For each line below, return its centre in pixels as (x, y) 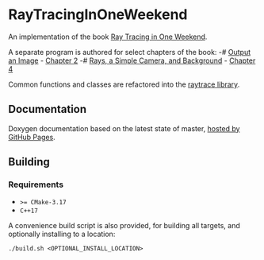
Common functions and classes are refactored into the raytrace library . (124, 84)
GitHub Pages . (32, 137)
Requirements (36, 184)
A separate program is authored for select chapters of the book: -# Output (130, 52)
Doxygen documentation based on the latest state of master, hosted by (124, 128)
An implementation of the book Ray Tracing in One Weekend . (108, 37)
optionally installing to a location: (62, 234)
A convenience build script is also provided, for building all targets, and (124, 226)
